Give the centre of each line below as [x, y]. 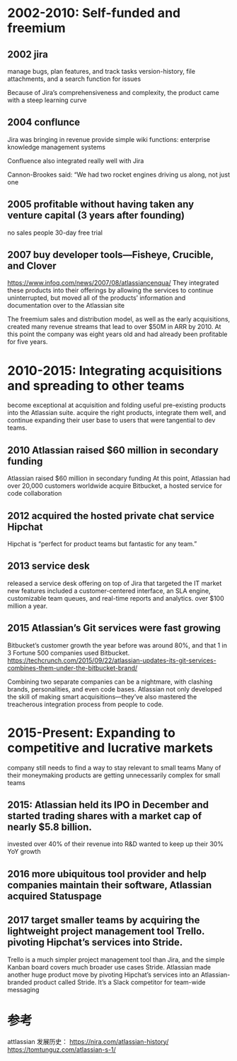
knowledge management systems [57, 147]
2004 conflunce [44, 122]
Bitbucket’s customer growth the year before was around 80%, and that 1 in [117, 645]
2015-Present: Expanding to [91, 733]
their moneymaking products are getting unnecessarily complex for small [114, 775]
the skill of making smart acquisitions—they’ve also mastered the [102, 696]
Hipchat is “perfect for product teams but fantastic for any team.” [102, 544]
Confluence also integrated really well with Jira [76, 160]
